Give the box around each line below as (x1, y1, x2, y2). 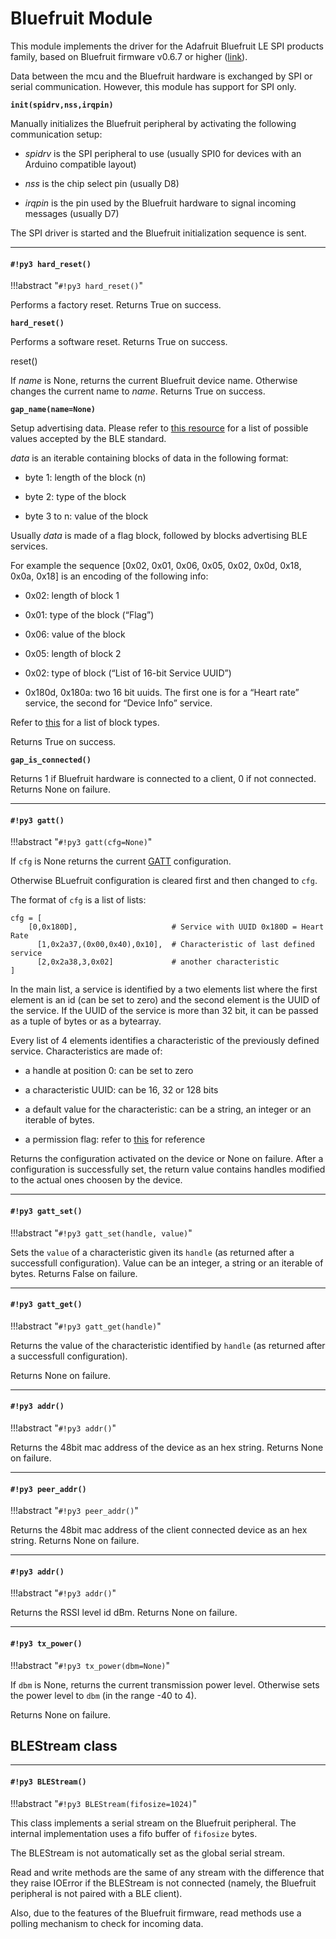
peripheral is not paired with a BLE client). (10, 1887, 183, 1899)
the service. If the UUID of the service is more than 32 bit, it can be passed (10, 1005, 319, 1017)
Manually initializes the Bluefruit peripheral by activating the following (10, 117, 297, 129)
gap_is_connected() (10, 755, 92, 766)
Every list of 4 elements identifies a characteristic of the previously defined (10, 1035, 320, 1047)
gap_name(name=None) (10, 405, 97, 415)
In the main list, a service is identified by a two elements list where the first (10, 983, 318, 996)
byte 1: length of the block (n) (24, 472, 147, 484)
